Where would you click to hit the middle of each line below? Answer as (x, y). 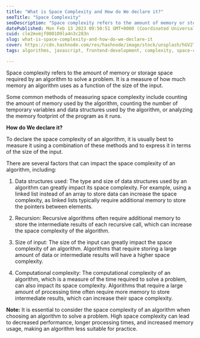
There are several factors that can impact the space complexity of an (91, 163)
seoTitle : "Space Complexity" (44, 17)
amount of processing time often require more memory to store (92, 292)
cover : (14, 45)
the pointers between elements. (54, 206)
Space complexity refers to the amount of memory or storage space (90, 73)
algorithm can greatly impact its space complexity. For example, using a (103, 187)
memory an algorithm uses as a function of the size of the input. (85, 85)
